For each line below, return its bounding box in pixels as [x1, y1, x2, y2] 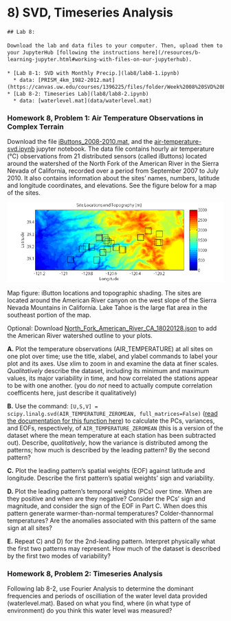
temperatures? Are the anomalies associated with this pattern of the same [7, 516, 217, 525]
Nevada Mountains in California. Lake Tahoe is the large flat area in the [7, 303, 208, 311]
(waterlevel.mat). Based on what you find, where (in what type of [7, 599, 191, 607]
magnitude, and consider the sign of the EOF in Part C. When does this [7, 501, 208, 510]
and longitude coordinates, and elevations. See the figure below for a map [7, 181, 217, 190]
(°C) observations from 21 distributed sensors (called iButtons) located [7, 152, 208, 160]
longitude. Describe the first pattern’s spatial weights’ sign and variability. [7, 474, 215, 482]
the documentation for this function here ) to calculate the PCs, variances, [7, 417, 215, 425]
